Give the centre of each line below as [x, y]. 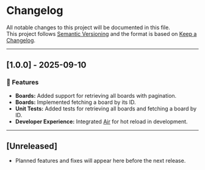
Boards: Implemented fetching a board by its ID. [75, 102]
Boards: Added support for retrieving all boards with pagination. [96, 95]
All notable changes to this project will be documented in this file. [88, 27]
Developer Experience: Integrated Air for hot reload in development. [101, 121]
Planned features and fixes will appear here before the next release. [100, 161]
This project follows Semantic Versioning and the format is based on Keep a [102, 33]
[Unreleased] [32, 146]
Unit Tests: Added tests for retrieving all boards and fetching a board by [106, 108]
